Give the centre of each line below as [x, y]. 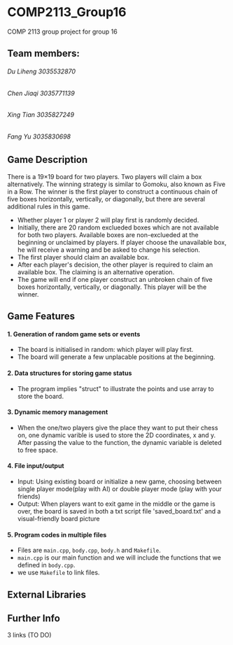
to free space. [37, 450]
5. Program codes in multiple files [57, 534]
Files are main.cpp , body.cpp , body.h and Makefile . [89, 551]
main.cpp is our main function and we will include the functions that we [119, 558]
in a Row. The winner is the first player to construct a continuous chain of [113, 191]
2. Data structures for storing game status [70, 373]
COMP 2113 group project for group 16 [62, 31]
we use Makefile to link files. [58, 573]
